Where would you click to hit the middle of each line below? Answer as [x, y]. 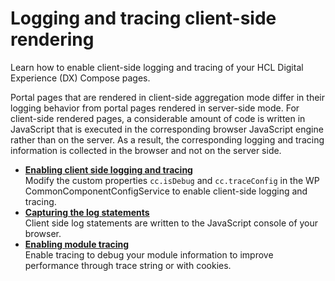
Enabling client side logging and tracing [108, 169]
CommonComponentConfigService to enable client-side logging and [166, 191]
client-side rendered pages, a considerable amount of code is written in [158, 118]
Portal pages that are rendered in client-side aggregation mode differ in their [168, 97]
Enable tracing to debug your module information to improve [149, 254]
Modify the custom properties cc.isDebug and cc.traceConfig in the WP [172, 180]
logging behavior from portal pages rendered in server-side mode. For [155, 108]
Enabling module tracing [77, 244]
